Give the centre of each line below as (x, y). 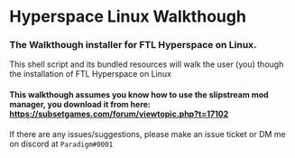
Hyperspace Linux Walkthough (128, 17)
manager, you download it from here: (80, 105)
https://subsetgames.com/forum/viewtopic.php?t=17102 (119, 114)
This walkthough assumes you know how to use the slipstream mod (139, 95)
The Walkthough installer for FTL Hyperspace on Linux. (133, 45)
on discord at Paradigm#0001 (61, 144)
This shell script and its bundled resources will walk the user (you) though (147, 64)
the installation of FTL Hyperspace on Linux (90, 74)
